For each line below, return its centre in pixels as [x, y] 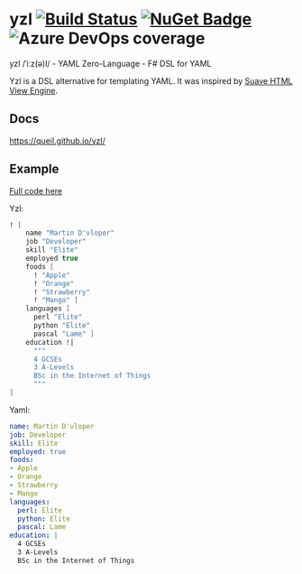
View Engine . [34, 90]
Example [34, 169]
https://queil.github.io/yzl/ [57, 141]
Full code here [36, 190]
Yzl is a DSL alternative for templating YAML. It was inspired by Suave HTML [151, 80]
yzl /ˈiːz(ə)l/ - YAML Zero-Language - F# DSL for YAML [110, 63]
